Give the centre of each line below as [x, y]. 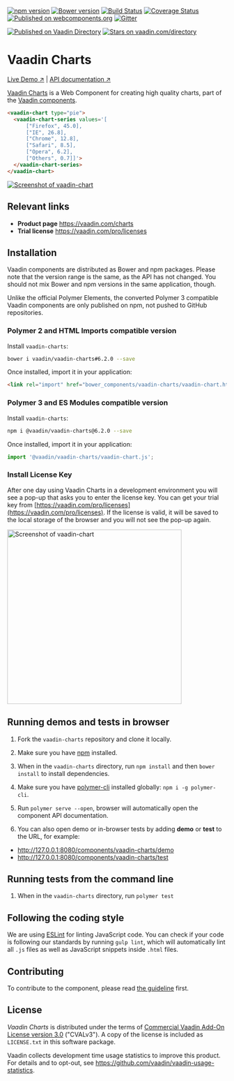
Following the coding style [66, 918]
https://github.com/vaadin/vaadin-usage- [155, 1063]
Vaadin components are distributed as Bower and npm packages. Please [111, 269]
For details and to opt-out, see [50, 1063]
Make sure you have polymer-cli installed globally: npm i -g [102, 787]
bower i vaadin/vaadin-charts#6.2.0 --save [71, 359]
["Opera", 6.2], [49, 152]
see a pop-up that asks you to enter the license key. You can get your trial [113, 497]
